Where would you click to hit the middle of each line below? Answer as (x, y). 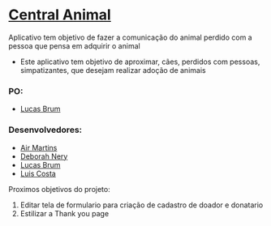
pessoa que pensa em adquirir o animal (74, 45)
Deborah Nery (44, 156)
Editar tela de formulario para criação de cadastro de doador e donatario (142, 205)
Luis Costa (38, 173)
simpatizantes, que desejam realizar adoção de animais (113, 70)
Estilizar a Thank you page (65, 213)
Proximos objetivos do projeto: (60, 189)
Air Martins (39, 147)
